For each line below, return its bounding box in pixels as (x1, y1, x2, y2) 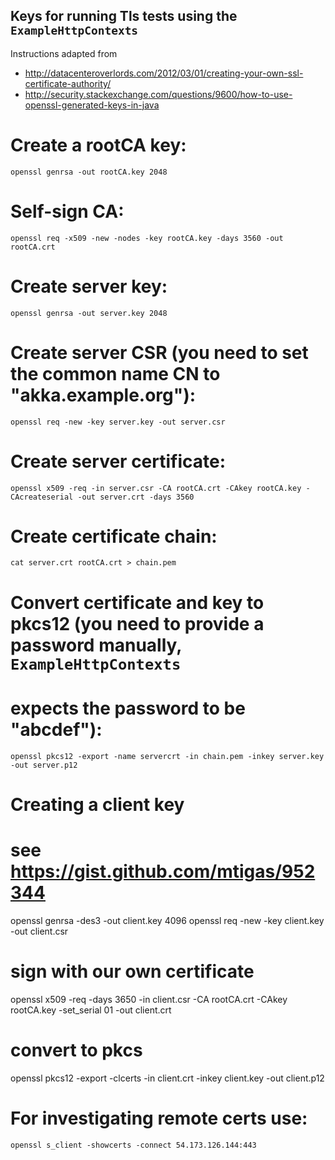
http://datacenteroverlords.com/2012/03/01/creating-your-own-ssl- (24, 67, 304, 79)
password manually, (10, 634, 182, 656)
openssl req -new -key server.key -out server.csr (10, 417, 226, 427)
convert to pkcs (10, 1039, 143, 1061)
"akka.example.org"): (10, 384, 197, 406)
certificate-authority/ (24, 77, 112, 89)
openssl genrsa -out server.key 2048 (10, 308, 168, 318)
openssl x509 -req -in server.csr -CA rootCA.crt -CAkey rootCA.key (10, 483, 302, 493)
